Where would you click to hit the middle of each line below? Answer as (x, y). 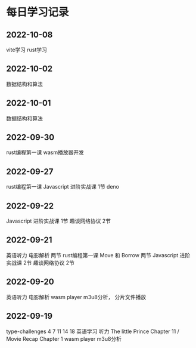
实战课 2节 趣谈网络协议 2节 (40, 263)
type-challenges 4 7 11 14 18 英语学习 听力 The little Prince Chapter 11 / (93, 331)
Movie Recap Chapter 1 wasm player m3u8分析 (64, 338)
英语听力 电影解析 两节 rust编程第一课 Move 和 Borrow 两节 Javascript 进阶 (98, 255)
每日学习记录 (38, 12)
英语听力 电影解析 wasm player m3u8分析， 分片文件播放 (76, 297)
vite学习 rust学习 (27, 50)
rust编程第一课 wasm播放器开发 (45, 152)
